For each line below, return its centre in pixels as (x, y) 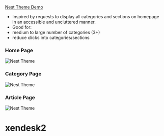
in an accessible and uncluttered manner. (54, 22)
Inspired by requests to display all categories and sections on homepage (86, 17)
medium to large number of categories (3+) (56, 32)
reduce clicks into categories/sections (51, 37)
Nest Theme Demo (24, 7)
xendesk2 (26, 128)
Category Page (23, 74)
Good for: (22, 27)
